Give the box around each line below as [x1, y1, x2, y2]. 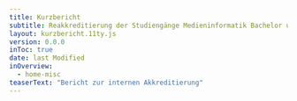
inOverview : [9, 62, 53, 71]
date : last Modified [9, 54, 86, 62]
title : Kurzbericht [9, 12, 81, 22]
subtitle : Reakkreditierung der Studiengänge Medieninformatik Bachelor [9, 21, 283, 30]
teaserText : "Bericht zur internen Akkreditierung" [9, 78, 203, 87]
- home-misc [17, 70, 62, 79]
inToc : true [9, 46, 53, 54]
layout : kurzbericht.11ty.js [9, 29, 117, 38]
